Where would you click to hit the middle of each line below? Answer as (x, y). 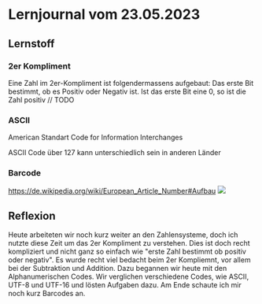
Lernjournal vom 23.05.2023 (104, 15)
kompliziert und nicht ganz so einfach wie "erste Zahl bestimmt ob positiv (127, 252)
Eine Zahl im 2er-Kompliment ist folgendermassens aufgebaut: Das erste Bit (131, 83)
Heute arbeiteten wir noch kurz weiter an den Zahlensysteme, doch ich (123, 235)
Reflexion (32, 215)
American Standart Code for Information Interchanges (96, 137)
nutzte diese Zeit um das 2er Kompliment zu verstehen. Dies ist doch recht (129, 243)
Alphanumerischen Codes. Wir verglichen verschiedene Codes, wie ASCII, (129, 276)
